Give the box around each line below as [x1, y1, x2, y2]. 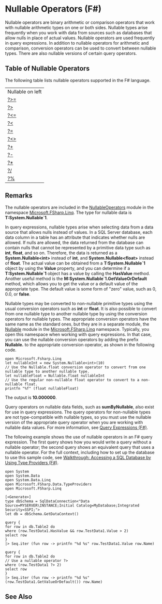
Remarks [5, 192, 33, 200]
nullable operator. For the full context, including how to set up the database [5, 449, 155, 455]
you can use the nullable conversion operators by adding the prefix [5, 336, 139, 343]
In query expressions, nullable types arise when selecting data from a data [5, 224, 154, 230]
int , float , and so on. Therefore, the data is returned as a [5, 250, 118, 256]
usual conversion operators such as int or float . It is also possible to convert [5, 306, 157, 311]
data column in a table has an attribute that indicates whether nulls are [5, 234, 145, 240]
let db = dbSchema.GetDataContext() [5, 511, 79, 516]
